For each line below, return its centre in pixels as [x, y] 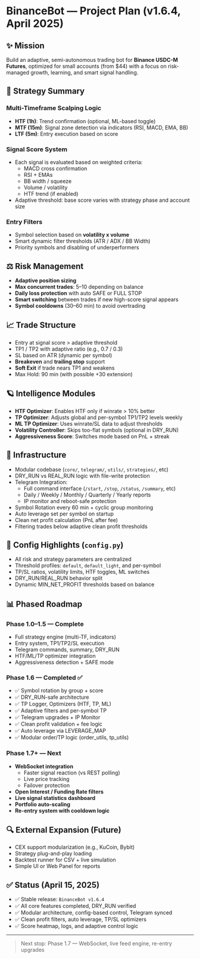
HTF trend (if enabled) [51, 193]
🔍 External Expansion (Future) [64, 830]
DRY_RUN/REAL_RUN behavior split [59, 578]
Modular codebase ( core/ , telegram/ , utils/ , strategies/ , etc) [91, 469]
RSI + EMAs [38, 174]
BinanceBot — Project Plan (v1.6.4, [93, 11]
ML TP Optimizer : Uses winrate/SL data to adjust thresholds [88, 423]
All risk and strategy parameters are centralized [73, 559]
